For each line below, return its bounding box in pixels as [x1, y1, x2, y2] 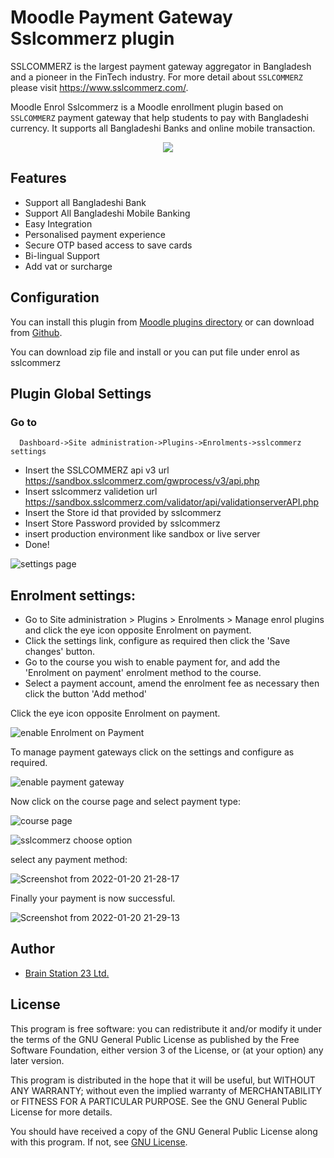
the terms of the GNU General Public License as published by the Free [10, 1033, 300, 1045]
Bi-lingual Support [24, 249, 100, 261]
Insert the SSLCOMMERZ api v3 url [24, 464, 170, 476]
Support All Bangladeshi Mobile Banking [24, 207, 191, 219]
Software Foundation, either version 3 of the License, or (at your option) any [10, 1044, 324, 1056]
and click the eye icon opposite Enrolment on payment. [24, 624, 252, 636]
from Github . [10, 326, 63, 338]
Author [10, 941, 55, 958]
